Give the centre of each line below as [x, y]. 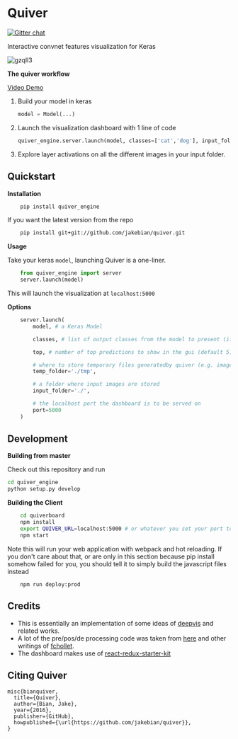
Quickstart [32, 177]
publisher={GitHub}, [44, 716]
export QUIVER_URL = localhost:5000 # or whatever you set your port [121, 529]
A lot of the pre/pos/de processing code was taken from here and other [122, 638]
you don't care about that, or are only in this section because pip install [111, 556]
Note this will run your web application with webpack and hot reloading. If [115, 549]
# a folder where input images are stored [96, 384]
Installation [24, 193]
